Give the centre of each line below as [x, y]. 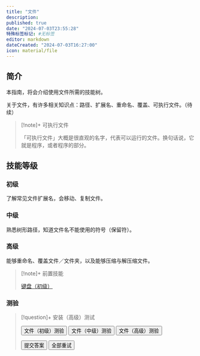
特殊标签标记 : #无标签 [31, 34]
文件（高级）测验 [139, 331]
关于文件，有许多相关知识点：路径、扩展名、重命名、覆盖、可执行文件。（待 [99, 105]
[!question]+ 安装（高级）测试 [58, 317]
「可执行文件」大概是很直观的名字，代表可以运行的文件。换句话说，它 [107, 138]
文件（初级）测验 [44, 331]
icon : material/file [32, 51]
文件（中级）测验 [92, 331]
